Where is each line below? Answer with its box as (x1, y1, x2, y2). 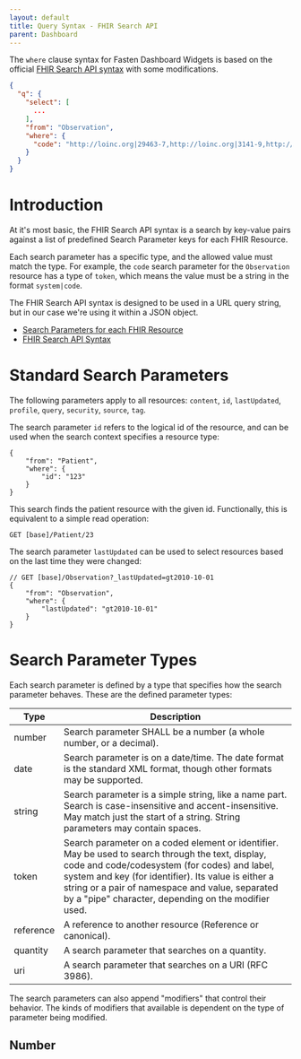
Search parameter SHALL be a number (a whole (63, 725, 265, 738)
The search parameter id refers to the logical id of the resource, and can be (9, 421, 289, 432)
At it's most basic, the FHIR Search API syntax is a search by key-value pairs (9, 224, 291, 235)
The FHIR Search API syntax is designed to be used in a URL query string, (9, 297, 282, 308)
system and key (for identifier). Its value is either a (63, 870, 275, 882)
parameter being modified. (9, 1011, 107, 1022)
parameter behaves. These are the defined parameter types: (9, 689, 233, 699)
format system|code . (9, 280, 83, 291)
